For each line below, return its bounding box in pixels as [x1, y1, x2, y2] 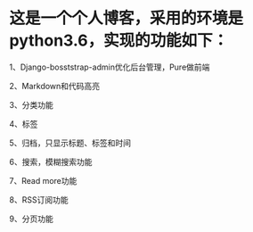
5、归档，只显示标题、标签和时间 [9, 137, 132, 148]
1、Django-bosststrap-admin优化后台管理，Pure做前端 [9, 62, 210, 72]
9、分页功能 [9, 213, 53, 224]
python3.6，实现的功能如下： [9, 30, 229, 51]
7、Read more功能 [9, 175, 78, 186]
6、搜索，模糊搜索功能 [9, 156, 93, 167]
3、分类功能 [9, 99, 53, 110]
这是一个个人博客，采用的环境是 [9, 8, 244, 29]
